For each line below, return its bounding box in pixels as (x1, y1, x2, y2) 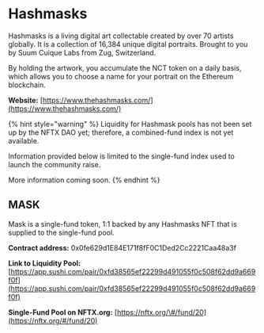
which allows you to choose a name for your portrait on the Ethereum (8, 71, 234, 81)
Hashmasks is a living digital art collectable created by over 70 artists (8, 31, 234, 40)
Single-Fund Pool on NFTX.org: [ (8, 307, 118, 317)
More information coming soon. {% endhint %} (8, 175, 160, 185)
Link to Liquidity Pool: (8, 258, 81, 268)
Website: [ (8, 95, 43, 105)
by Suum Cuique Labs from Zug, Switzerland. (8, 48, 157, 57)
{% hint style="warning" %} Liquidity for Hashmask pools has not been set (8, 119, 252, 128)
